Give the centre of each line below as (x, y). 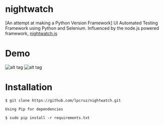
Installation (29, 87)
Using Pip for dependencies (34, 109)
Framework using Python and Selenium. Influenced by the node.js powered (82, 28)
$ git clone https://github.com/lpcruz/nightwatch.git (63, 100)
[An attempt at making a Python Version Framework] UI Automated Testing (82, 23)
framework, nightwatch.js (31, 33)
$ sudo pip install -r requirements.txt (48, 118)
